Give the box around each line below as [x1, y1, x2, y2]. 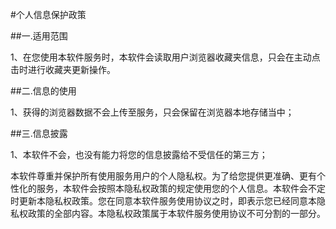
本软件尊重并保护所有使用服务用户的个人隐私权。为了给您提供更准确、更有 [10, 170, 317, 182]
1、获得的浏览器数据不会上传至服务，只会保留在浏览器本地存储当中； [10, 106, 295, 118]
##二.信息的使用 [10, 85, 77, 97]
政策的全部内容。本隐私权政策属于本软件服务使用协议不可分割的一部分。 [27, 208, 326, 219]
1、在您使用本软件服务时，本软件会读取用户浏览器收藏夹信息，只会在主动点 [10, 51, 321, 63]
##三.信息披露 [10, 128, 68, 139]
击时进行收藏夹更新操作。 [10, 64, 116, 75]
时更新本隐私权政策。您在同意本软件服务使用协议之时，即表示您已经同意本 [10, 195, 317, 207]
